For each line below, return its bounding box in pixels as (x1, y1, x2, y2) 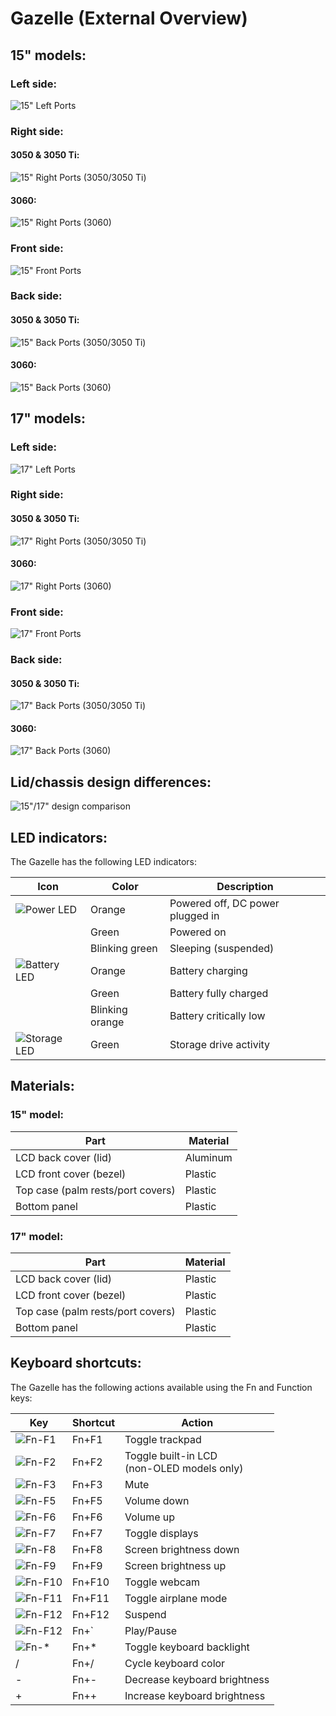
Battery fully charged (169, 987, 269, 1001)
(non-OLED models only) (124, 1461, 244, 1475)
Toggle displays (124, 1526, 199, 1540)
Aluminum (184, 1150, 233, 1164)
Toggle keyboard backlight (124, 1640, 250, 1654)
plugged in (169, 909, 220, 923)
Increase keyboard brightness (124, 1688, 266, 1702)
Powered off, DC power (169, 897, 280, 911)
